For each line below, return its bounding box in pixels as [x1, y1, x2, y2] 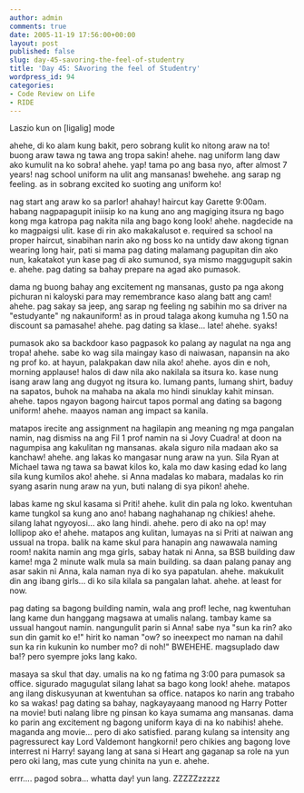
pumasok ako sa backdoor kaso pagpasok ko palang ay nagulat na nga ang [9, 338, 292, 349]
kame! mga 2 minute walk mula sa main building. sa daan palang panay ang [9, 556, 292, 568]
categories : [9, 81, 54, 90]
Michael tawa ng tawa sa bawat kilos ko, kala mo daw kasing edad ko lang [9, 461, 288, 472]
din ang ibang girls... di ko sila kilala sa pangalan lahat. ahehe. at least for [9, 576, 282, 587]
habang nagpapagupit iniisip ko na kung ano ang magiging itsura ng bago [9, 206, 284, 217]
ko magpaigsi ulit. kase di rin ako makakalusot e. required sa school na [9, 225, 274, 236]
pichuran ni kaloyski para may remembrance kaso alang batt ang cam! [9, 292, 272, 302]
